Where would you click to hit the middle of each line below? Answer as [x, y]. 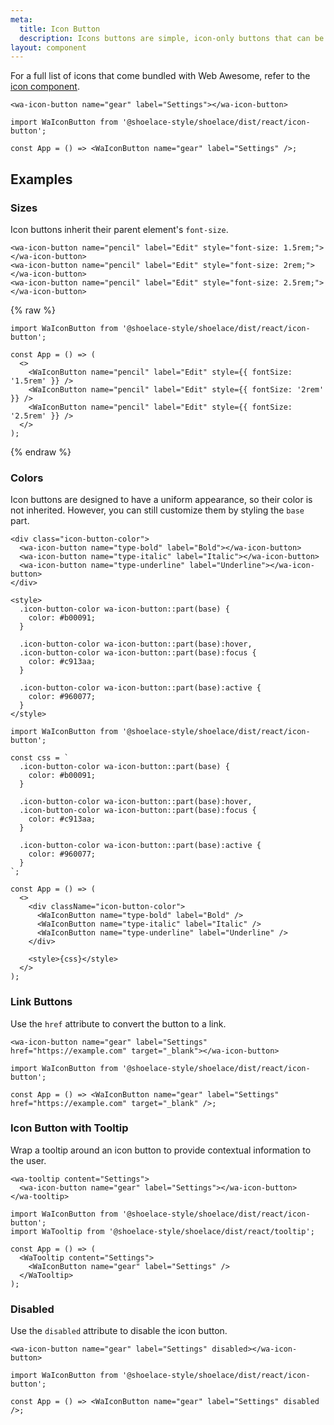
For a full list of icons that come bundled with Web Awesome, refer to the [160, 76]
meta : [21, 19]
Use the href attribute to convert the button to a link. [118, 1023]
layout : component [48, 47]
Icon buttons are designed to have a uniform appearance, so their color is [161, 500]
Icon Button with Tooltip [69, 1128]
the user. [28, 1160]
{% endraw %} [41, 452]
